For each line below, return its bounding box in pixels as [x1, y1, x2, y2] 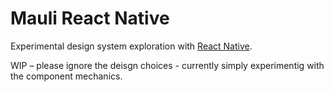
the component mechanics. [10, 70, 123, 82]
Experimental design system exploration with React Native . [10, 40, 253, 52]
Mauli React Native [10, 7, 170, 30]
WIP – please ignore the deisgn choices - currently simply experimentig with [10, 59, 325, 71]
